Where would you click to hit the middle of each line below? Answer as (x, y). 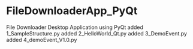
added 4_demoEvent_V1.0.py (42, 40)
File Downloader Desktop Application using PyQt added (75, 27)
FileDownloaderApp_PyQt (72, 11)
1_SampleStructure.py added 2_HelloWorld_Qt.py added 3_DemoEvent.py (97, 33)
